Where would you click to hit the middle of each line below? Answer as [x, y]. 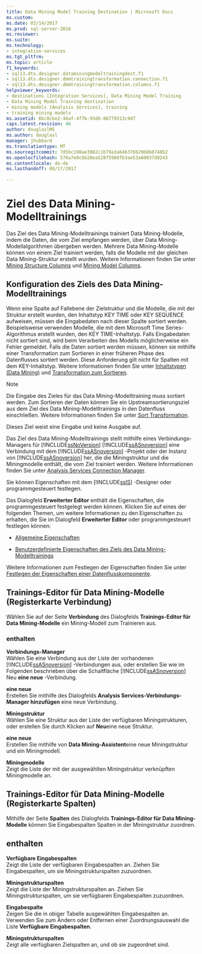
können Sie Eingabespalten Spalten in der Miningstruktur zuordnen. [112, 824]
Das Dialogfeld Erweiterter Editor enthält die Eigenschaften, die [85, 500]
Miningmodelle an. [29, 775]
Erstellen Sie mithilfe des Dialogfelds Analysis [63, 695]
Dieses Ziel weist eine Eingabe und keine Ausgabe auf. [74, 426]
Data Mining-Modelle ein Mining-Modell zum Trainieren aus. [82, 623]
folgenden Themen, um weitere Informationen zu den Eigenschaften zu [94, 513]
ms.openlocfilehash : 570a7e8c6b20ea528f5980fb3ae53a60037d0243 [87, 157]
